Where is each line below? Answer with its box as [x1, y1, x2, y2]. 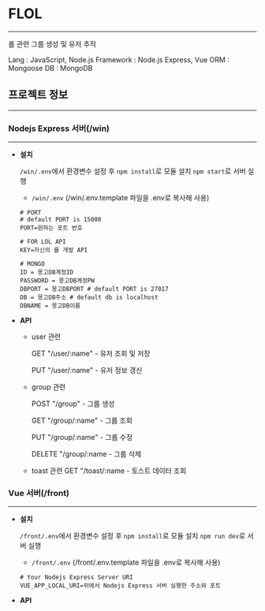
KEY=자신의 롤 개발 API [19, 246, 88, 255]
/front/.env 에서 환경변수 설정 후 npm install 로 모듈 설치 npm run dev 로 [19, 531, 246, 541]
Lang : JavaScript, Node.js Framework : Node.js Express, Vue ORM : [8, 54, 230, 64]
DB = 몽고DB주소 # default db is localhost [19, 293, 159, 302]
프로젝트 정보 [8, 88, 69, 102]
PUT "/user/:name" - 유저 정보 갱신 [31, 366, 143, 375]
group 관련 [31, 382, 66, 392]
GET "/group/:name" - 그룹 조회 [31, 415, 132, 426]
